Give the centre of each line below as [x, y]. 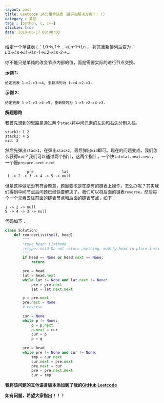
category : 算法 [21, 19]
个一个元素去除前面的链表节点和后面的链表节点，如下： [61, 198]
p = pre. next [36, 298]
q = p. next [42, 325]
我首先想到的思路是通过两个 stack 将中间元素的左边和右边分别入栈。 [72, 123]
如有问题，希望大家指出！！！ [35, 396]
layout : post [18, 10]
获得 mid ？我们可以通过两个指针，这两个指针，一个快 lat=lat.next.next [80, 156]
